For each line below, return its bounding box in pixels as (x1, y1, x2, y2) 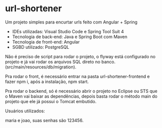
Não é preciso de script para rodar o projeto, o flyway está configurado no (5, 53, 156, 59)
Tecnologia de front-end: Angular (12, 39, 80, 44)
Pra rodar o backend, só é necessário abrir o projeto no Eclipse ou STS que (5, 88, 158, 94)
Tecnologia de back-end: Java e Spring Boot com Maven (12, 34, 128, 40)
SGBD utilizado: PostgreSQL (12, 44, 70, 50)
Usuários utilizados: (5, 108, 45, 114)
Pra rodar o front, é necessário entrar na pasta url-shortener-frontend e (5, 73, 150, 79)
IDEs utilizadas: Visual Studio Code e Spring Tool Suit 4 (12, 28, 124, 34)
